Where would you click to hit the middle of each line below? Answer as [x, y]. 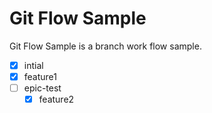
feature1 [40, 76]
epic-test [42, 88]
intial [33, 65]
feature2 [56, 99]
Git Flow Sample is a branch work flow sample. [105, 46]
